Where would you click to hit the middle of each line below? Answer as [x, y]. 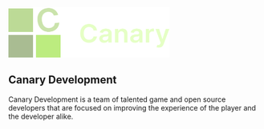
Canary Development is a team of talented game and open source [117, 99]
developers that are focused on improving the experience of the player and [132, 107]
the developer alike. [41, 116]
